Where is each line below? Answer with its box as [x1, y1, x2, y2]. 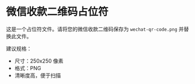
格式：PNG [14, 64, 41, 71]
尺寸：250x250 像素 [14, 57, 64, 64]
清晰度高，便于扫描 [14, 72, 61, 79]
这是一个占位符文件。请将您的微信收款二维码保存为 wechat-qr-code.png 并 [6, 25, 184, 32]
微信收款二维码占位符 [6, 5, 109, 19]
